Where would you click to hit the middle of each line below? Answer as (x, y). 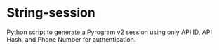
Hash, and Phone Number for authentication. (71, 39)
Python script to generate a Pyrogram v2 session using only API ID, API (109, 32)
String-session (51, 13)
